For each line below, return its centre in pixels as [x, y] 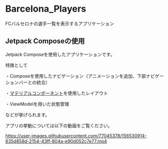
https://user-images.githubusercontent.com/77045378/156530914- [76, 136]
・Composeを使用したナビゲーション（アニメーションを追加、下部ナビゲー [85, 76]
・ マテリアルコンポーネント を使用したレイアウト [57, 93]
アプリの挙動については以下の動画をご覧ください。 [59, 126]
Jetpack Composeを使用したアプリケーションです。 [60, 54]
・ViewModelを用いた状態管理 [37, 104]
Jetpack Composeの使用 [45, 41]
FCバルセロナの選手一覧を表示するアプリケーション [60, 23]
